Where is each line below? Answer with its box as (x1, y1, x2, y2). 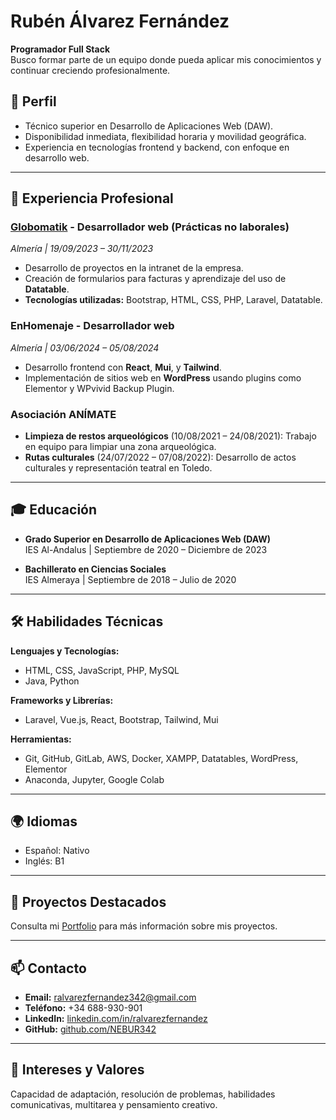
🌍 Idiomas (10, 813, 78, 830)
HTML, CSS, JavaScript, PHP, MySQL (24, 664, 180, 676)
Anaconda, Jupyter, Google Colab (24, 773, 165, 785)
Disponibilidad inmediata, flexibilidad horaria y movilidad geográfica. (24, 130, 307, 142)
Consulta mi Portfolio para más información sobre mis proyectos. (10, 920, 278, 932)
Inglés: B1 (24, 855, 65, 867)
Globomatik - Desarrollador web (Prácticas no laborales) (10, 220, 290, 234)
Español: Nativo (24, 845, 90, 857)
